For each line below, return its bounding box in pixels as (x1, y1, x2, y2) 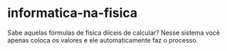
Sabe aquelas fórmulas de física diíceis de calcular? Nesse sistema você (7, 28, 221, 37)
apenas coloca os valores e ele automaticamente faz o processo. (7, 35, 199, 44)
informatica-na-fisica (7, 5, 138, 21)
